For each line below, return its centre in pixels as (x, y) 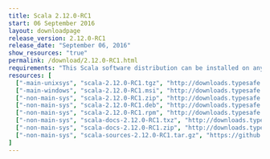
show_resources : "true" (48, 53)
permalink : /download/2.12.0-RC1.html (73, 61)
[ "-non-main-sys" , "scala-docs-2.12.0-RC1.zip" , (98, 128)
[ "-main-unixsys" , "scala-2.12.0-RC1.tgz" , (89, 83)
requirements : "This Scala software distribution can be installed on (129, 68)
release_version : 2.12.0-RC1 (57, 38)
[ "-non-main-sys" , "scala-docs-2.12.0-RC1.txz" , (98, 120)
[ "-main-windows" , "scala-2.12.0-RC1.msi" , (89, 90)
